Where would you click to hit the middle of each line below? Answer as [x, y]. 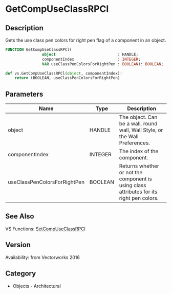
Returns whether [139, 166]
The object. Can [138, 117]
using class [133, 186]
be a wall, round [138, 124]
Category [21, 274]
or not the [131, 173]
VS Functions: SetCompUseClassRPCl [45, 229]
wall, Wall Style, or [141, 130]
